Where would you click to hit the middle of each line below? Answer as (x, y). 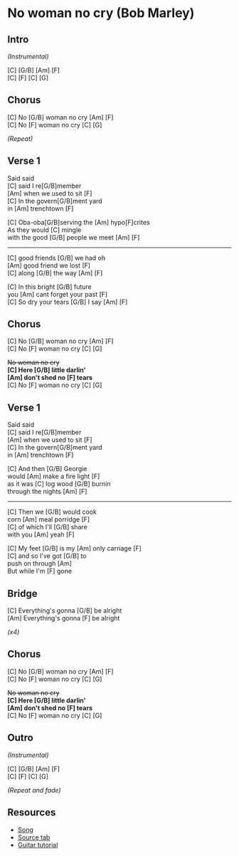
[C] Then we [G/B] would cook (52, 512)
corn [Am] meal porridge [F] (49, 519)
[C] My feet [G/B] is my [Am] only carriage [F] (75, 549)
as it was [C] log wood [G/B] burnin (59, 484)
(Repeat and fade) (34, 790)
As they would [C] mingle (44, 230)
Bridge (22, 593)
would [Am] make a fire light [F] (54, 476)
